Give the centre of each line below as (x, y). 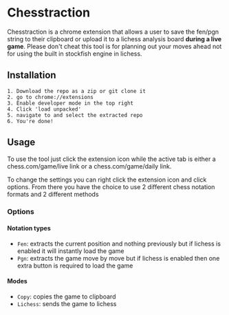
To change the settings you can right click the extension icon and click (107, 180)
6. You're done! (30, 121)
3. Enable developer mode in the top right (70, 103)
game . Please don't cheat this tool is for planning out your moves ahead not (115, 46)
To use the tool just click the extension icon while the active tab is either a (111, 159)
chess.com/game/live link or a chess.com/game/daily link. (89, 166)
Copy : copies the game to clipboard (66, 296)
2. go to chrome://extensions (51, 97)
